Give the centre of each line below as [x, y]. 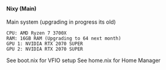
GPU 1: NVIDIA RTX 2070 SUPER [45, 44]
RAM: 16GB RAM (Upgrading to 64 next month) [64, 39]
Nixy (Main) [21, 9]
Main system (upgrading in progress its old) [61, 22]
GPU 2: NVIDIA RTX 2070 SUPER [45, 49]
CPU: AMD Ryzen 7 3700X [37, 33]
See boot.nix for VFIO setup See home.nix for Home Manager [83, 60]
